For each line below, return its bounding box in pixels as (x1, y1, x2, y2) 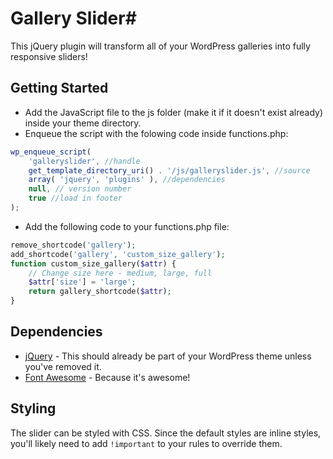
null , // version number (28, 184, 132, 194)
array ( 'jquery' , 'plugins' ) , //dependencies (28, 175, 226, 185)
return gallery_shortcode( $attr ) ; (28, 287, 172, 297)
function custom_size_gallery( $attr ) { (10, 258, 177, 269)
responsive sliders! (10, 50, 88, 62)
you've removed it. (24, 360, 102, 372)
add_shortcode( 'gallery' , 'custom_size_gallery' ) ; (10, 249, 226, 259)
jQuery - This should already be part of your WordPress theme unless (24, 350, 312, 362)
